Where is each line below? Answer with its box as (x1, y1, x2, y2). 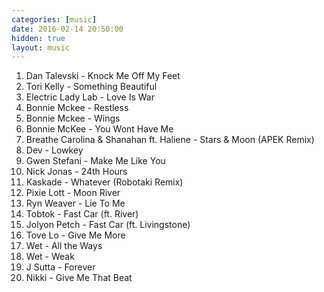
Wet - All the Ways (25, 240, 103, 252)
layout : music (11, 42, 71, 53)
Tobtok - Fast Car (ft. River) (25, 208, 139, 220)
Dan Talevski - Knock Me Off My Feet (25, 70, 181, 82)
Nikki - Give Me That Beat (25, 272, 133, 284)
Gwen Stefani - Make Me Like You (25, 155, 166, 167)
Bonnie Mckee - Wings (25, 112, 121, 125)
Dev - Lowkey (25, 144, 84, 156)
